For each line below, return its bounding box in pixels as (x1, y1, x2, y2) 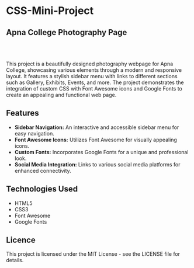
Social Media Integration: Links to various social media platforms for (14, 161, 181, 168)
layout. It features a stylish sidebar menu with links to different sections (6, 73, 178, 79)
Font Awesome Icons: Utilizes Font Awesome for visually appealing (14, 136, 177, 143)
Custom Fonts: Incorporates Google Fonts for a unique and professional (14, 148, 189, 155)
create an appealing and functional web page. (6, 92, 117, 98)
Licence (6, 235, 36, 245)
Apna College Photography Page (6, 27, 127, 37)
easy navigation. (14, 130, 54, 137)
